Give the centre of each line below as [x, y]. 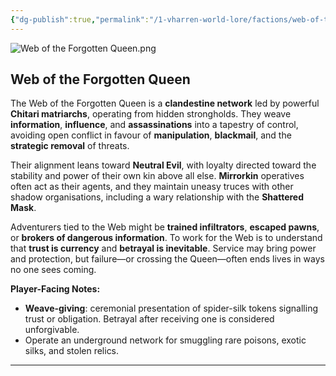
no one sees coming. [53, 270]
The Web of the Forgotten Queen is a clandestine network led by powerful [165, 103]
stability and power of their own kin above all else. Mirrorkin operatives [157, 176]
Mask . [23, 208]
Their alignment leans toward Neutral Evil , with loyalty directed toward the [163, 165]
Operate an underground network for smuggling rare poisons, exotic [165, 340]
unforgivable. [52, 330]
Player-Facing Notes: [55, 289]
